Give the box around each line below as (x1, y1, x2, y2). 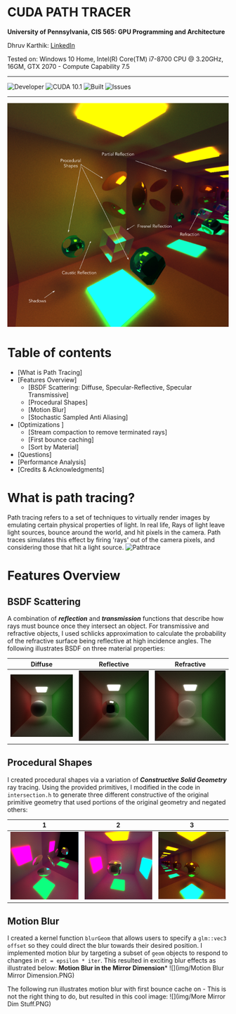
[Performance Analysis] (17, 458, 86, 466)
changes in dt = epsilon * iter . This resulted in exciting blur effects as (7, 956, 216, 965)
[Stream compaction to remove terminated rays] (27, 428, 167, 437)
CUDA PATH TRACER (7, 4, 131, 20)
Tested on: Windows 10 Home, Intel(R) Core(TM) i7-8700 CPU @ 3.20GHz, (7, 54, 223, 63)
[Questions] (17, 451, 52, 459)
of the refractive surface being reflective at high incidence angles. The (7, 637, 212, 646)
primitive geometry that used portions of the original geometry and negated (7, 797, 226, 806)
